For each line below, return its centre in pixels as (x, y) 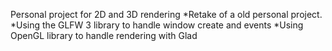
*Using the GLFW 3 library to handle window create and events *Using (157, 25)
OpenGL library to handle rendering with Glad (104, 35)
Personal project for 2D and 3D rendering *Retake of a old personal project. (166, 14)
